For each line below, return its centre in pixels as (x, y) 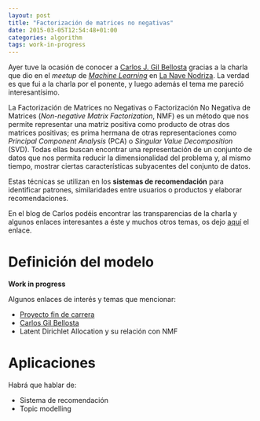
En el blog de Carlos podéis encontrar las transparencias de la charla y (123, 214)
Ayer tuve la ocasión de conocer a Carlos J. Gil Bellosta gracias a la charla (128, 67)
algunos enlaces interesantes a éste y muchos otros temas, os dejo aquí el (129, 222)
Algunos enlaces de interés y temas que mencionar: (92, 300)
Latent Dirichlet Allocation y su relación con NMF (99, 331)
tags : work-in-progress (47, 45)
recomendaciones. (38, 199)
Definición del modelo (81, 262)
